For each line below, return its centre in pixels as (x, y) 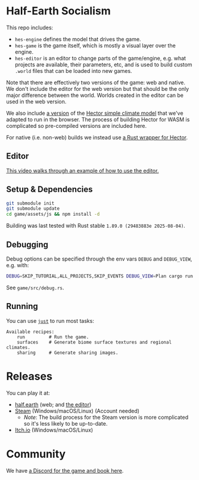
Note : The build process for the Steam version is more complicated (106, 417)
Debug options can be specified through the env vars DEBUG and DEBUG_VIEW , (99, 259)
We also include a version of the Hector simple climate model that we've (95, 113)
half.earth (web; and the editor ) (53, 404)
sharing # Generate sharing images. (68, 353)
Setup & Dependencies (49, 189)
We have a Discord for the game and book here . (65, 470)
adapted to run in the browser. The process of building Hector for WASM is (98, 119)
